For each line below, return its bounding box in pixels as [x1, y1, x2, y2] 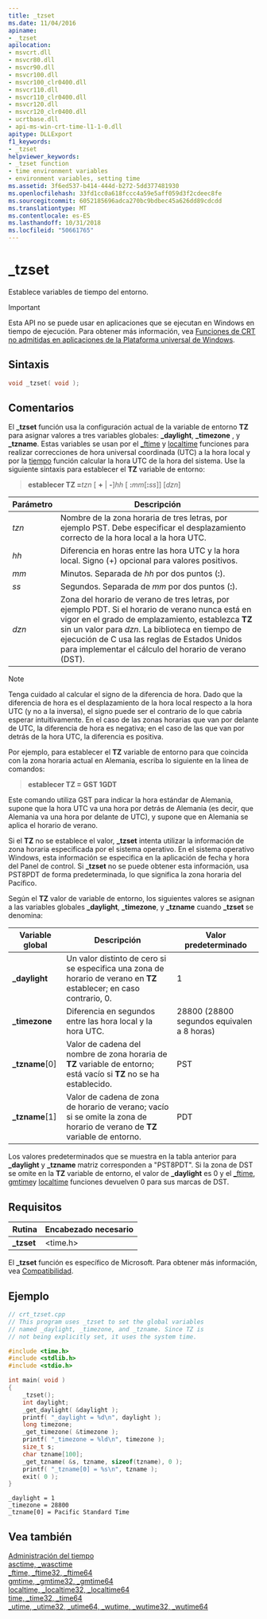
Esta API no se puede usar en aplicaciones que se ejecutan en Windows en [8, 318, 255, 327]
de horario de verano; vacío [66, 1101, 169, 1112]
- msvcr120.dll [8, 100, 59, 108]
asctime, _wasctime [8, 1559, 73, 1570]
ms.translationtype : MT [8, 204, 87, 212]
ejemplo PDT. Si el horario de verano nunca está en [60, 604, 252, 615]
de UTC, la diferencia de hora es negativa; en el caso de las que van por [8, 723, 245, 733]
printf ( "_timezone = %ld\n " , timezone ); [22, 1436, 165, 1444]
